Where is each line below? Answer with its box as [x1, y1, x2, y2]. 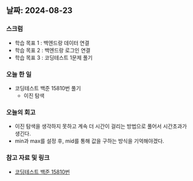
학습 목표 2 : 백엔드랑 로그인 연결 [14, 47, 91, 54]
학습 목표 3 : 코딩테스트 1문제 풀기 [14, 54, 93, 61]
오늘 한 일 [6, 70, 31, 78]
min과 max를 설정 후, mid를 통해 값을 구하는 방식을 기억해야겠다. [14, 137, 165, 144]
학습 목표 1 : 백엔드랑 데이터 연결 [14, 39, 90, 46]
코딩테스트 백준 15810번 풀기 [14, 84, 81, 91]
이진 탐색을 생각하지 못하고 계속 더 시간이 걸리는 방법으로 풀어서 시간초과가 [14, 123, 188, 130]
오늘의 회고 [6, 108, 36, 116]
